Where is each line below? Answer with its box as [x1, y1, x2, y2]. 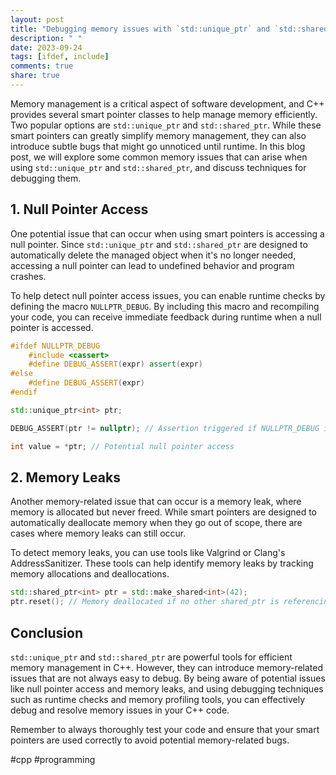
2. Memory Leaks [10, 469, 121, 486]
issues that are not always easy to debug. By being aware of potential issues [10, 672, 326, 684]
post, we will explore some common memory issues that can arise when [10, 151, 308, 163]
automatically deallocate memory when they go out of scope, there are [10, 517, 303, 529]
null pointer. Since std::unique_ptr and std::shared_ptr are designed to [10, 238, 308, 250]
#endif [10, 387, 38, 398]
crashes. [10, 270, 47, 282]
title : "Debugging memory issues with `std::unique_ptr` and [10, 24, 271, 34]
